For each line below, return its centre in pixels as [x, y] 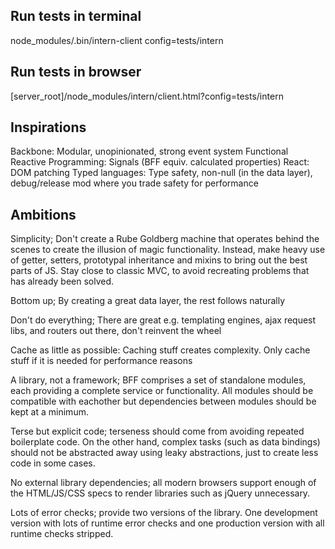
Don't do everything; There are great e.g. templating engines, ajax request [163, 320]
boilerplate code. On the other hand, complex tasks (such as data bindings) [165, 442]
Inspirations [48, 127]
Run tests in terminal [76, 16]
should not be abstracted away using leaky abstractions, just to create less [164, 453]
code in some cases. [53, 463]
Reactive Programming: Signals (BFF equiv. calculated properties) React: [160, 162]
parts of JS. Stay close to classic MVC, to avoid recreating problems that [160, 271]
